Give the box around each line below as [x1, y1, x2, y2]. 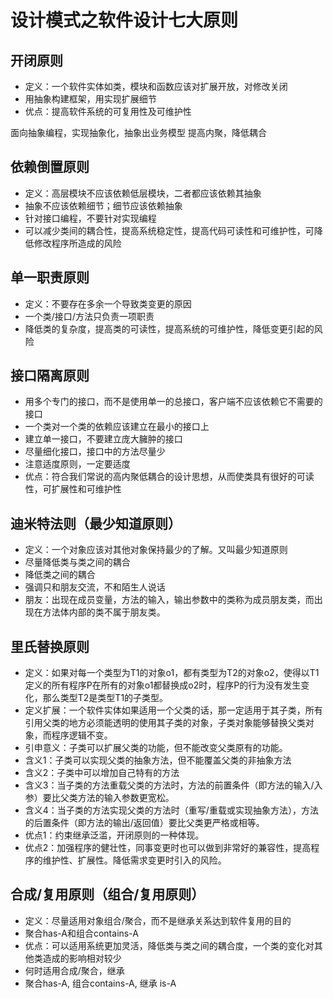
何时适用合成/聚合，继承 [24, 964, 125, 976]
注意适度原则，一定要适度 [24, 458, 131, 470]
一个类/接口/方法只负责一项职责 [24, 310, 155, 322]
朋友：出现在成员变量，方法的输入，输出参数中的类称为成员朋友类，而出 [24, 594, 323, 606]
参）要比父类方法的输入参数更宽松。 [24, 792, 175, 804]
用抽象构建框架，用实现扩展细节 [24, 93, 157, 105]
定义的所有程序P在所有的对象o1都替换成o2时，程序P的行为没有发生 [24, 679, 302, 691]
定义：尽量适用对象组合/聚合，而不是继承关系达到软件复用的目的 [24, 914, 292, 926]
